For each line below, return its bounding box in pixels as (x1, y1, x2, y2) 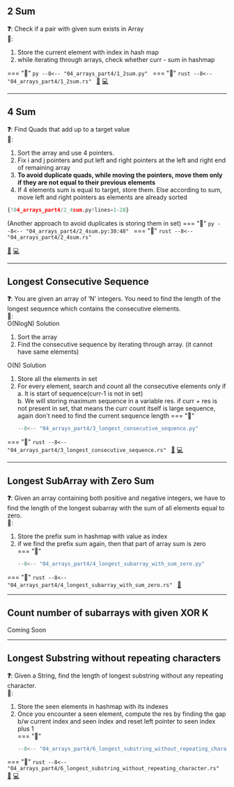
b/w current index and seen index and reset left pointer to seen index (17, 717, 216, 725)
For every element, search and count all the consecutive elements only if (17, 382, 226, 391)
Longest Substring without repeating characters (7, 653, 221, 664)
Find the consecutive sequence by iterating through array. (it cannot (17, 341, 213, 349)
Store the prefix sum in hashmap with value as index (17, 532, 168, 540)
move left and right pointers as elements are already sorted (17, 193, 188, 201)
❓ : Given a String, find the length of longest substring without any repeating (7, 671, 224, 680)
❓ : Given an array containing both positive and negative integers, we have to (7, 494, 226, 502)
